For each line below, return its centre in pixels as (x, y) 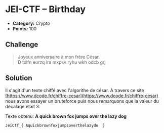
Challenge (22, 45)
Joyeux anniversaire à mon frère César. (59, 57)
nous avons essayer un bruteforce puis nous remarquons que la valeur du (82, 101)
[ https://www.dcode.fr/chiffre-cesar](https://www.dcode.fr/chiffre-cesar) (82, 96)
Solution (19, 78)
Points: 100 (25, 28)
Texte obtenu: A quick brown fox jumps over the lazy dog (66, 116)
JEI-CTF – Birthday (46, 9)
